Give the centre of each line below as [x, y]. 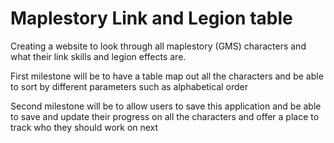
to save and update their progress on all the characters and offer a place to [165, 116]
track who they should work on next [84, 127]
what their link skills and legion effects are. [98, 56]
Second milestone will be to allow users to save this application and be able [166, 106]
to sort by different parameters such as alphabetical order [129, 86]
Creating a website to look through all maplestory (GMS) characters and [158, 46]
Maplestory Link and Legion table [151, 18]
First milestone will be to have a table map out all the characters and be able [167, 76]
